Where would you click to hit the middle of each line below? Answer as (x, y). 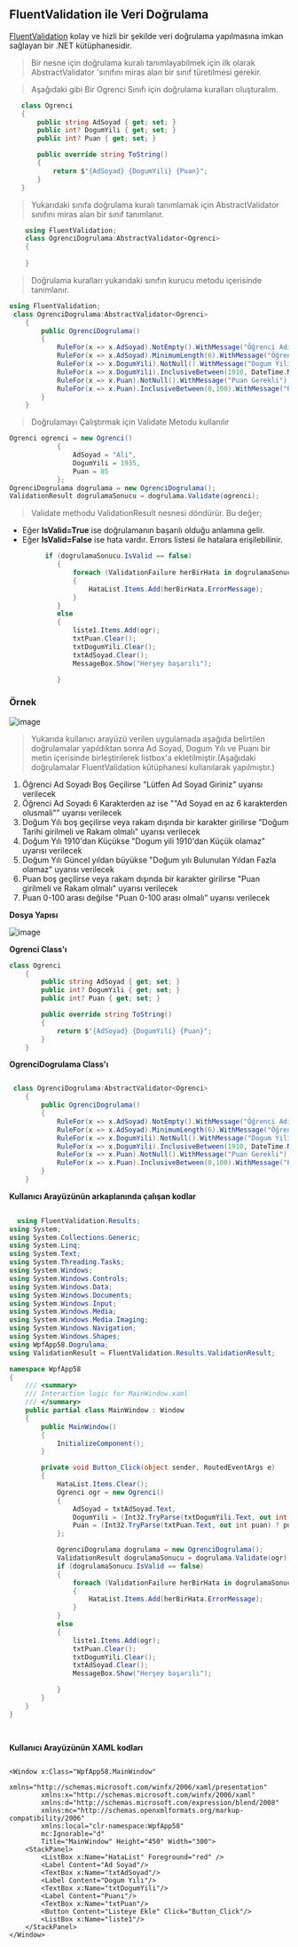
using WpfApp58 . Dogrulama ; (59, 1345)
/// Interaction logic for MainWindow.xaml (107, 1394)
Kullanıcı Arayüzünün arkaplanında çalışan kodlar (103, 1196)
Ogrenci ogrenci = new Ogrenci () (71, 439)
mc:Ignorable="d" (73, 1833)
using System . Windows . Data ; (61, 1287)
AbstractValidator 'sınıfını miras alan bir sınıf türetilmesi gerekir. (146, 72)
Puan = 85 (90, 471)
